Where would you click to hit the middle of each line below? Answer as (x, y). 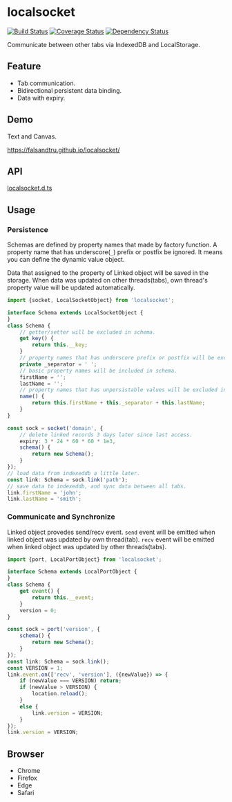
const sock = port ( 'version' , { (54, 630)
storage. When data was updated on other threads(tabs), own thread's (108, 280)
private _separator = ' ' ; (58, 364)
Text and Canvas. (32, 136)
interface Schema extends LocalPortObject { (72, 572)
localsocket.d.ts (30, 188)
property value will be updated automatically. (71, 287)
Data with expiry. (41, 98)
